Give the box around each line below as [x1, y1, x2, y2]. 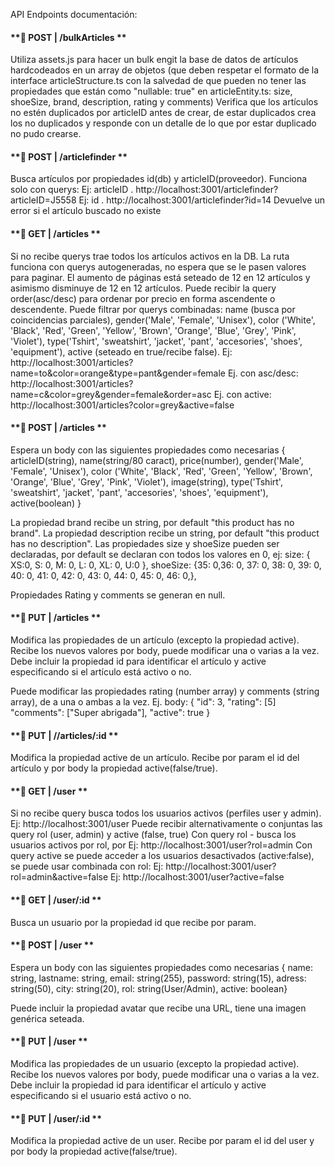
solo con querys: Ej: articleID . [10, 184, 134, 196]
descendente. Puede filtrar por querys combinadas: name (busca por [10, 303, 296, 315]
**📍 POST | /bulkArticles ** [10, 31, 127, 43]
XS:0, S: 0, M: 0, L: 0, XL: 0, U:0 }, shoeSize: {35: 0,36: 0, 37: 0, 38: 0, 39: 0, [10, 559, 322, 571]
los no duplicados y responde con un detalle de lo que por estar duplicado [10, 117, 317, 129]
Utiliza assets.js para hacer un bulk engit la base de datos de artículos [10, 54, 299, 66]
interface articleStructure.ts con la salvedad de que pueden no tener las [10, 75, 307, 87]
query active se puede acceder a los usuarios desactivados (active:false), [10, 850, 315, 862]
